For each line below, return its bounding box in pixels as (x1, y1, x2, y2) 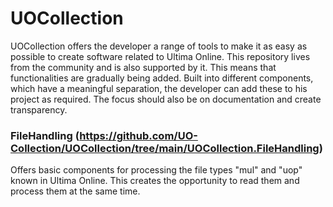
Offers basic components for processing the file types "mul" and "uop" (10, 164, 303, 176)
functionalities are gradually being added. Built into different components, (10, 72, 314, 84)
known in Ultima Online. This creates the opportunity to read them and (10, 175, 300, 187)
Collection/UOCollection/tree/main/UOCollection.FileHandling (10, 141, 320, 155)
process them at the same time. (10, 185, 141, 197)
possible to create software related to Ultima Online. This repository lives (10, 50, 311, 62)
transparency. (10, 103, 68, 116)
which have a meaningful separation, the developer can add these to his (10, 82, 308, 94)
